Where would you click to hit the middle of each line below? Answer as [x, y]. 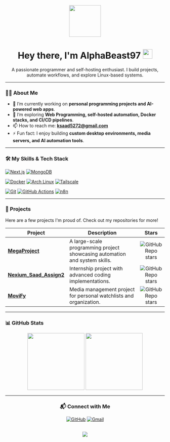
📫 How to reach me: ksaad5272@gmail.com [60, 126]
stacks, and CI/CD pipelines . [43, 120]
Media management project [102, 289]
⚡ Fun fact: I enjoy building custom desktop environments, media [81, 133]
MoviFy [17, 296]
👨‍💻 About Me [22, 93]
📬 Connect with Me [85, 407]
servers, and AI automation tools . [48, 141]
